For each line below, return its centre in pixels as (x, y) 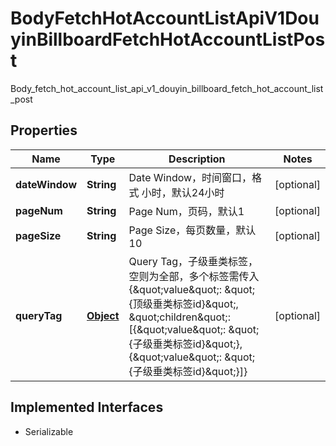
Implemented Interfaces (87, 407)
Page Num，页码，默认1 (186, 211)
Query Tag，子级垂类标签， (193, 261)
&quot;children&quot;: (179, 317)
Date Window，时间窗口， (190, 177)
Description (197, 159)
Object (103, 315)
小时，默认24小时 (183, 192)
